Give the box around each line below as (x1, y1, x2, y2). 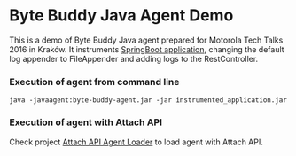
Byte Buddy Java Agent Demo (9, 5, 234, 26)
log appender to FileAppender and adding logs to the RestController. (9, 53, 259, 64)
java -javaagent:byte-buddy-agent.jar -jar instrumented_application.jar (9, 96, 288, 105)
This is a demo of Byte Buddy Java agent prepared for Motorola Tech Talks (9, 35, 284, 45)
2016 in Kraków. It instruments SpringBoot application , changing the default (9, 43, 285, 54)
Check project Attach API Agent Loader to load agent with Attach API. (9, 136, 263, 147)
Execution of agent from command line (9, 75, 180, 88)
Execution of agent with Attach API (9, 116, 162, 129)
